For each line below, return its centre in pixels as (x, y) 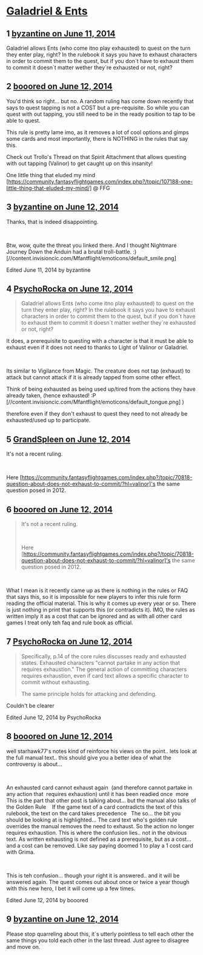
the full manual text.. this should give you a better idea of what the (89, 757)
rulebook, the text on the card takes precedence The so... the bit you (94, 813)
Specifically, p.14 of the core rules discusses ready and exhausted (104, 656)
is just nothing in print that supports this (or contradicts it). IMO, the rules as (101, 610)
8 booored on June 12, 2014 (60, 736)
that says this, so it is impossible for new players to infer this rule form (94, 597)
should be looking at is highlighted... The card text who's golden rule (92, 820)
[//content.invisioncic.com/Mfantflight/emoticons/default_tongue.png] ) (95, 402)
